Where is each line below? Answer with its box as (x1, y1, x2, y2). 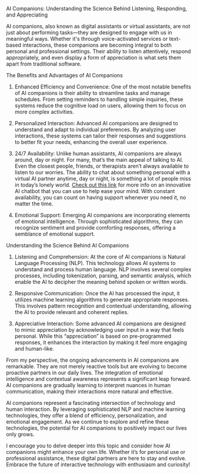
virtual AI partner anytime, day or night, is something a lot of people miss (14, 175, 191, 182)
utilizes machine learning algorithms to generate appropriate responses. (14, 296, 189, 303)
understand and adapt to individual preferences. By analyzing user (14, 126, 176, 133)
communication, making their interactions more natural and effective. (6, 388, 173, 395)
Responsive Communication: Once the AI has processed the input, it (14, 290, 181, 297)
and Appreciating (6, 11, 48, 18)
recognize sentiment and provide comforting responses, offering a (14, 224, 176, 231)
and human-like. (14, 345, 55, 352)
